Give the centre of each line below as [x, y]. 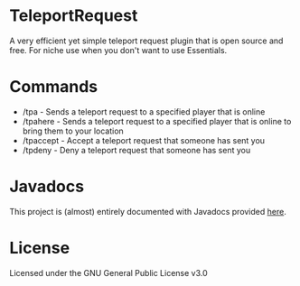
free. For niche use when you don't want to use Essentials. [118, 50]
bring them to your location [73, 131]
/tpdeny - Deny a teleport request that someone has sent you [136, 150]
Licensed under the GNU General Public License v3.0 [108, 272]
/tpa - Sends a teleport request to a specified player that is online [144, 111]
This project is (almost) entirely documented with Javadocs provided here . [148, 211]
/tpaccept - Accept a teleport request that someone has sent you [143, 140]
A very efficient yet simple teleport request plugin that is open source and [146, 41]
